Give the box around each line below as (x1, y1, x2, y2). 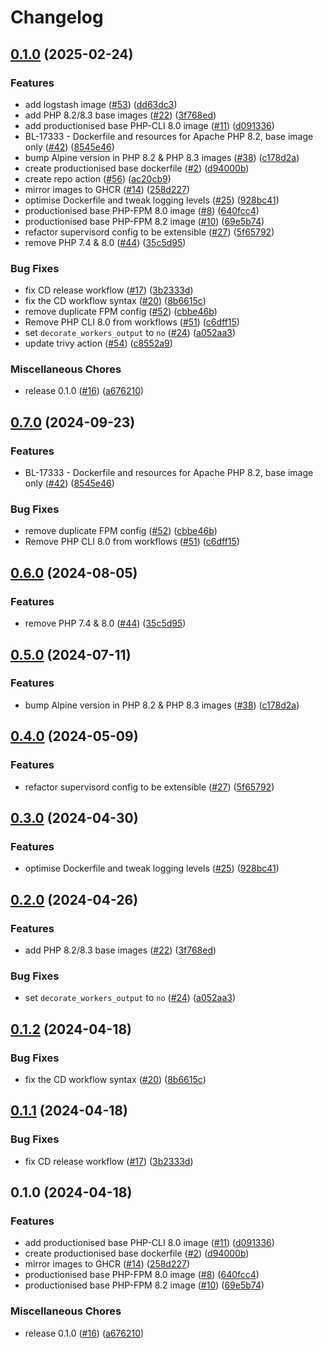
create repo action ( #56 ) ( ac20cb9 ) (24, 172, 172, 185)
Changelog (10, 6, 104, 29)
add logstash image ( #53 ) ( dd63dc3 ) (24, 98, 178, 110)
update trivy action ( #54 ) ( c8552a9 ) (24, 337, 173, 350)
